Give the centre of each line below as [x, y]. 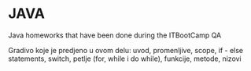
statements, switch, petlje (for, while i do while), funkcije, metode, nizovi [125, 59]
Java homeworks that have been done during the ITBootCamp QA [115, 35]
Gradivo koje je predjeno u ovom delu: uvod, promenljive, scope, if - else [126, 50]
